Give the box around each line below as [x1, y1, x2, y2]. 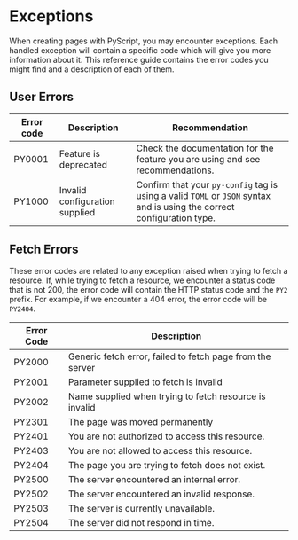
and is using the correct [136, 200, 235, 213]
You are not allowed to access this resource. [67, 444, 253, 457]
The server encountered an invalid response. [67, 488, 255, 500]
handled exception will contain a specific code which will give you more [9, 44, 271, 55]
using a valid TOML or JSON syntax [136, 189, 271, 201]
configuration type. [136, 211, 216, 223]
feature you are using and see [136, 153, 261, 165]
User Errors [9, 90, 74, 105]
